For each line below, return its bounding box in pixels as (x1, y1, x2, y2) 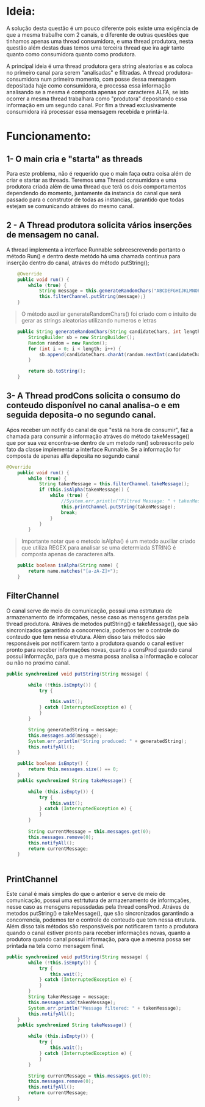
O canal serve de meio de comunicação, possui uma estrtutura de (6, 607, 173, 614)
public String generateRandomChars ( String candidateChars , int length (17, 329, 201, 335)
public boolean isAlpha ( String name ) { (17, 562, 119, 568)
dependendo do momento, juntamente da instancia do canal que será (6, 189, 181, 196)
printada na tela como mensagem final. (6, 942, 105, 949)
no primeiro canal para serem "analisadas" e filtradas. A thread (6, 69, 165, 76)
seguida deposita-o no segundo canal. (6, 410, 157, 420)
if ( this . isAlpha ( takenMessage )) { (38, 486, 130, 493)
